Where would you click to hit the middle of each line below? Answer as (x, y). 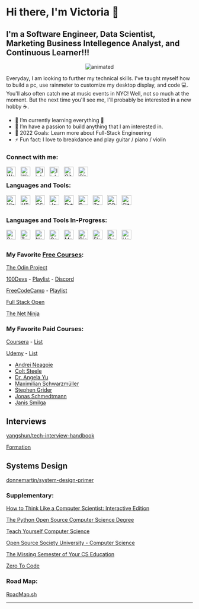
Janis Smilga (30, 402)
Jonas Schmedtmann (41, 397)
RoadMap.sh (22, 594)
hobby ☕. (18, 107)
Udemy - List (22, 353)
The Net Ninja (23, 313)
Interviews (26, 421)
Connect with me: (32, 157)
